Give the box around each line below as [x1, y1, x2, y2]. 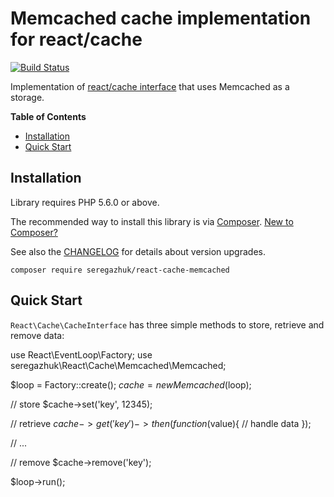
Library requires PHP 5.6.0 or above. [10, 196, 160, 208]
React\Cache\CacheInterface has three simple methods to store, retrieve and [10, 318, 325, 331]
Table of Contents [10, 110, 87, 122]
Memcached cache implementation [10, 7, 312, 30]
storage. [10, 91, 45, 103]
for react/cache [10, 28, 143, 51]
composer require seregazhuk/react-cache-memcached [10, 265, 230, 275]
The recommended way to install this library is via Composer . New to [10, 215, 294, 227]
